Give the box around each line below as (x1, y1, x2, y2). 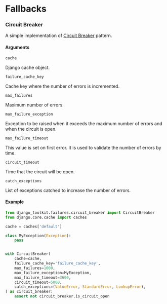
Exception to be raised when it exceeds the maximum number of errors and (5, 120, 163, 127)
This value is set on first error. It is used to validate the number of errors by (5, 144, 161, 150)
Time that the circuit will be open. (5, 168, 75, 175)
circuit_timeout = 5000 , (14, 280, 62, 285)
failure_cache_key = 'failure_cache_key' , (14, 261, 101, 266)
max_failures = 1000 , (14, 265, 56, 271)
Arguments (5, 44, 30, 51)
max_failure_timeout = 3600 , (14, 275, 71, 280)
